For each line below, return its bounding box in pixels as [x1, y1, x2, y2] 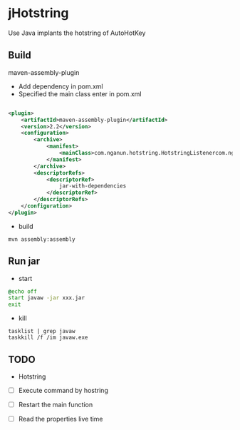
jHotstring [8, 5, 69, 21]
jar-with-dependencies [58, 183, 127, 190]
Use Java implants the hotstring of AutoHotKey [8, 29, 146, 37]
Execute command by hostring [18, 387, 109, 394]
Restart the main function [18, 401, 93, 409]
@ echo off [8, 287, 38, 295]
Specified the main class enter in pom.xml [18, 89, 142, 98]
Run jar [8, 255, 41, 267]
